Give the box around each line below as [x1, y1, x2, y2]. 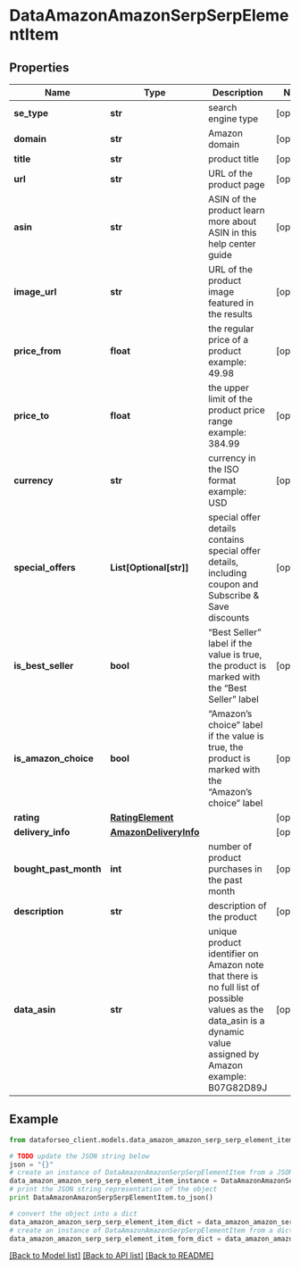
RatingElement [110, 812, 174, 823]
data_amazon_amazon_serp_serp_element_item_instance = [9, 1176, 218, 1186]
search [208, 102, 237, 113]
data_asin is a [208, 1014, 265, 1027]
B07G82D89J [208, 1081, 268, 1094]
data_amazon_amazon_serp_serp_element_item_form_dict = [9, 1234, 221, 1243]
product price [208, 404, 265, 416]
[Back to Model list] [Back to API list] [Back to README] [9, 1250, 214, 1261]
